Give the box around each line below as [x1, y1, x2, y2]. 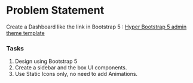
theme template [6, 29, 45, 36]
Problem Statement [6, 4, 105, 17]
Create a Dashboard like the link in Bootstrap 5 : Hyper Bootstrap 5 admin [6, 23, 187, 30]
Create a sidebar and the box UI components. [14, 64, 127, 71]
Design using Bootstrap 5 [14, 58, 78, 65]
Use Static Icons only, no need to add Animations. [14, 71, 138, 78]
